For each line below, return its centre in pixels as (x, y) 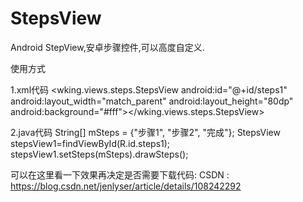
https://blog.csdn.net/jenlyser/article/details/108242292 (126, 186)
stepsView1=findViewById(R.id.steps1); (90, 143)
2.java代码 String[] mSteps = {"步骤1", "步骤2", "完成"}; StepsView (145, 132)
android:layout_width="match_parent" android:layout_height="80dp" (152, 101)
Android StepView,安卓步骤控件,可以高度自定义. (107, 47)
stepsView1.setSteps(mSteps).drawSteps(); (99, 154)
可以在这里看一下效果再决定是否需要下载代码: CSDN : (120, 174)
